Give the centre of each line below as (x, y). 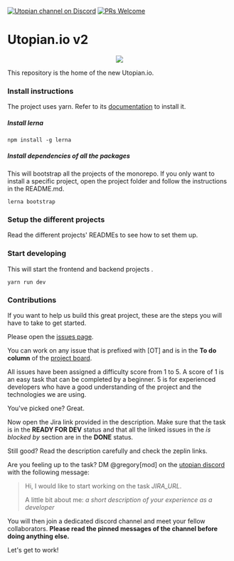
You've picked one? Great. (46, 408)
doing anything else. (38, 536)
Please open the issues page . (50, 337)
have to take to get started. (47, 323)
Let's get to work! (33, 550)
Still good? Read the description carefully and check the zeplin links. (107, 451)
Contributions (32, 300)
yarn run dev (27, 282)
